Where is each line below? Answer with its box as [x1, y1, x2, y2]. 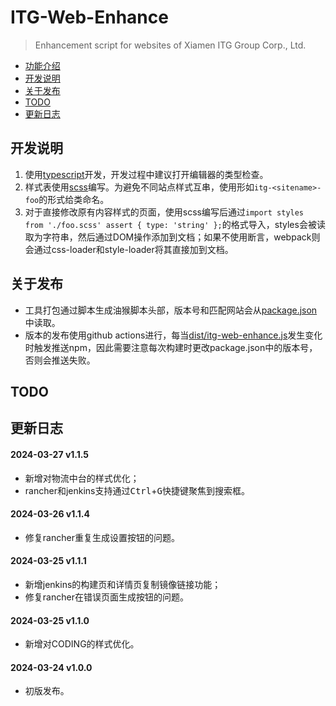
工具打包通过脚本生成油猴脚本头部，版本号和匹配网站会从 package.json [24, 304, 318, 316]
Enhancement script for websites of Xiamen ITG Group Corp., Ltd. [34, 39, 307, 51]
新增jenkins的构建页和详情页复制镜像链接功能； [24, 578, 222, 590]
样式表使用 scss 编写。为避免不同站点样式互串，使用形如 [24, 181, 255, 193]
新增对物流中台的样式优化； [24, 472, 140, 484]
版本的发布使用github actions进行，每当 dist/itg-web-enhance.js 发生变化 [24, 329, 323, 341]
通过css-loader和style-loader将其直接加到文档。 [33, 243, 234, 255]
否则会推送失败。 [24, 354, 96, 366]
